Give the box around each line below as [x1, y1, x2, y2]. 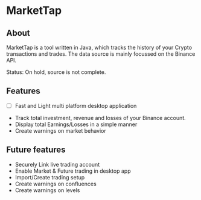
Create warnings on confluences [14, 180, 97, 187]
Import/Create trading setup [14, 173, 85, 181]
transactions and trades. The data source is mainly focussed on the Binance [6, 50, 196, 58]
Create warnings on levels [14, 186, 80, 194]
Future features [6, 145, 66, 155]
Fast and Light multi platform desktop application [14, 102, 137, 109]
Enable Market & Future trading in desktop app [14, 167, 131, 175]
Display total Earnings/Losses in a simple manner [14, 121, 138, 128]
